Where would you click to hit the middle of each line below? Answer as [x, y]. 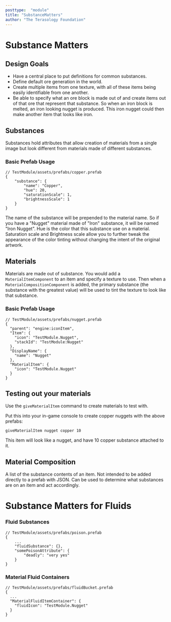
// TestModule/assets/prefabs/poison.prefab [54, 533]
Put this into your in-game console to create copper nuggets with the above [85, 416]
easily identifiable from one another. [51, 92]
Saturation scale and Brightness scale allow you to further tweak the [77, 234]
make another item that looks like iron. [53, 115]
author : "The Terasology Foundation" [46, 20]
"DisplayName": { [28, 351]
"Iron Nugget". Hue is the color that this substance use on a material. [78, 229]
